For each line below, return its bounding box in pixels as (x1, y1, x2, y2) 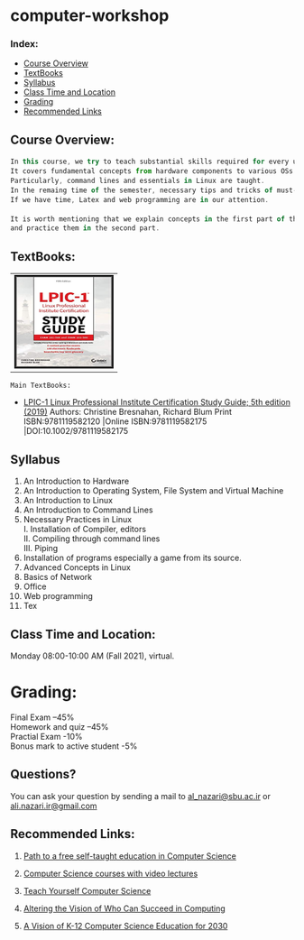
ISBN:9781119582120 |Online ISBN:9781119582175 (23, 416, 207, 427)
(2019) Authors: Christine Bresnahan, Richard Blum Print (23, 407, 233, 418)
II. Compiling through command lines (23, 533, 161, 544)
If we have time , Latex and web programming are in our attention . (10, 195, 270, 204)
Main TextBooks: (10, 381, 71, 391)
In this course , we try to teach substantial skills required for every (10, 157, 290, 167)
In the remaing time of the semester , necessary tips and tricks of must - (10, 186, 298, 195)
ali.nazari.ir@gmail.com (10, 800, 97, 811)
